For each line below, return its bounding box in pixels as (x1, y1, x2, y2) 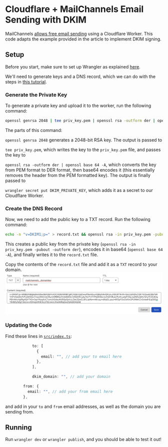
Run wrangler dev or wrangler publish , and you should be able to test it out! (5, 436, 161, 442)
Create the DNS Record (5, 205, 62, 212)
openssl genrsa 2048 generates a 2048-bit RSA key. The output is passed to (5, 136, 162, 143)
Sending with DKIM (5, 14, 86, 25)
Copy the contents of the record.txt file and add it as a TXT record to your (5, 261, 157, 267)
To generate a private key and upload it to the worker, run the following (5, 102, 151, 108)
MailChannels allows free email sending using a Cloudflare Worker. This (5, 30, 153, 36)
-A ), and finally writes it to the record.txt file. (5, 251, 98, 258)
